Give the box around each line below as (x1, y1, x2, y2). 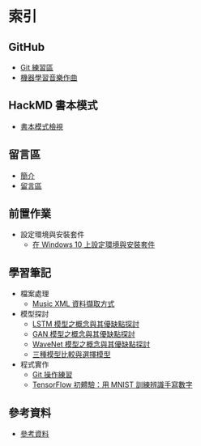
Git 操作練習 (32, 370, 73, 380)
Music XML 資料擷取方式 (32, 299, 115, 308)
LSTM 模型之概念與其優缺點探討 (32, 319, 140, 329)
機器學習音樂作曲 (19, 73, 78, 82)
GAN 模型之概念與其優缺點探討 (32, 329, 135, 339)
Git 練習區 (19, 62, 54, 72)
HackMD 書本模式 (8, 99, 99, 113)
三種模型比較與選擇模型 (32, 350, 111, 359)
